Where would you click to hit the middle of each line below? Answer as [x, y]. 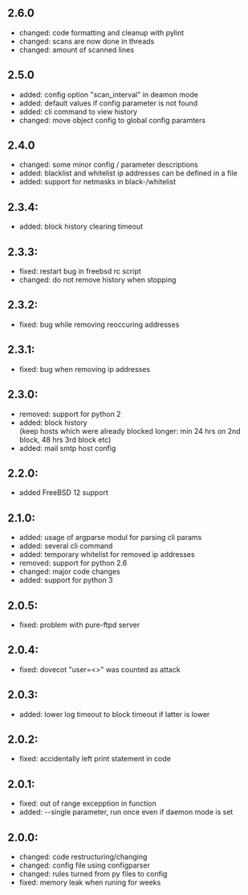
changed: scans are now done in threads [87, 41]
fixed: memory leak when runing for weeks [90, 882]
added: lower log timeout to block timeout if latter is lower [114, 714]
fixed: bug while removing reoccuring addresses [99, 324]
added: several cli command [66, 546]
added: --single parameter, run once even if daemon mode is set [126, 812]
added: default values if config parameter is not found [108, 103]
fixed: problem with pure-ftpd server [79, 625]
